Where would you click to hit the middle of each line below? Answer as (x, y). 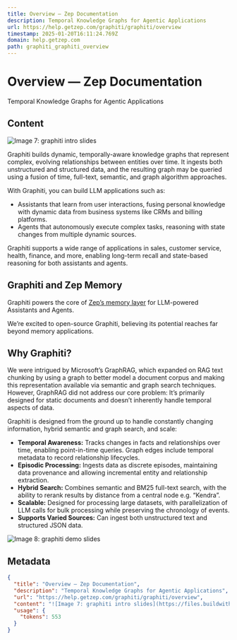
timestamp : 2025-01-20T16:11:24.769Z (63, 34)
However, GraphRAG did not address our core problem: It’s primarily (106, 392)
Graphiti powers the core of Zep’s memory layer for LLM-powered (103, 302)
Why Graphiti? (39, 353)
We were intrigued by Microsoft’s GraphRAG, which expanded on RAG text (115, 370)
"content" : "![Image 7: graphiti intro (72, 604)
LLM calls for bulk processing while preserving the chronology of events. (123, 511)
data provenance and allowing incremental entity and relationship (113, 473)
